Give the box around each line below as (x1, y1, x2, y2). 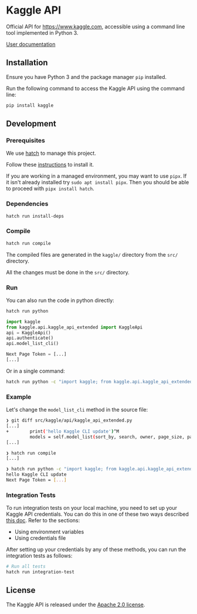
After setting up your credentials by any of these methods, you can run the (6, 546, 186, 553)
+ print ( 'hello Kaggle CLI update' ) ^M (6, 428, 119, 434)
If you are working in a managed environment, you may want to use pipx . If (6, 172, 187, 180)
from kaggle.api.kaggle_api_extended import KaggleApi (6, 324, 143, 330)
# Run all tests (6, 563, 46, 570)
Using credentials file (14, 535, 66, 542)
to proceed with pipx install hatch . (6, 185, 95, 192)
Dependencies (6, 200, 49, 208)
